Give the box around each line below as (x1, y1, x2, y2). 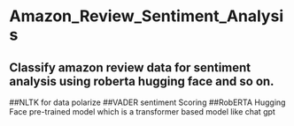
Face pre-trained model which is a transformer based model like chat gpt (9, 107, 276, 116)
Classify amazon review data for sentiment (9, 60, 251, 75)
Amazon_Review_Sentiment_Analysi (9, 6, 284, 26)
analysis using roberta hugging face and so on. (9, 73, 275, 89)
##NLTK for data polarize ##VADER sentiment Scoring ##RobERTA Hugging (9, 97, 286, 107)
